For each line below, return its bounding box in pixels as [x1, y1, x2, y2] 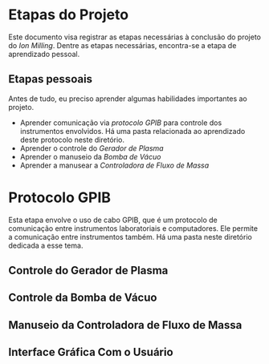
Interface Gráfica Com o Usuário [8, 346, 174, 359]
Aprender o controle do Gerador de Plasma [19, 143, 164, 153]
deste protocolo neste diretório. [19, 135, 125, 144]
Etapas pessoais [8, 72, 93, 86]
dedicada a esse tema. [8, 241, 84, 250]
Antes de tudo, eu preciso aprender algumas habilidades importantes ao [8, 94, 247, 103]
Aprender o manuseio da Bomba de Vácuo [19, 152, 161, 161]
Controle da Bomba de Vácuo [8, 291, 157, 305]
